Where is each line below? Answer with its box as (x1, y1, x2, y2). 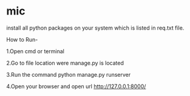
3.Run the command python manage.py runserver (6, 71, 131, 78)
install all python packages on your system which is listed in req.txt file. (6, 24, 185, 31)
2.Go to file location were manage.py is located (6, 59, 124, 66)
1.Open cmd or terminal (6, 47, 65, 55)
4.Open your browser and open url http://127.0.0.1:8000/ (6, 83, 146, 90)
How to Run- (6, 36, 38, 43)
